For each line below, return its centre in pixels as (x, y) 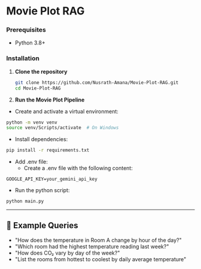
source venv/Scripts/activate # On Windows (63, 128)
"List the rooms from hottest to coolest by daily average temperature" (100, 259)
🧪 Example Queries (42, 225)
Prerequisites (26, 30)
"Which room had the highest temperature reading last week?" (92, 246)
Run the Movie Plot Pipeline (50, 100)
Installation (23, 58)
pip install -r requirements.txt (48, 150)
